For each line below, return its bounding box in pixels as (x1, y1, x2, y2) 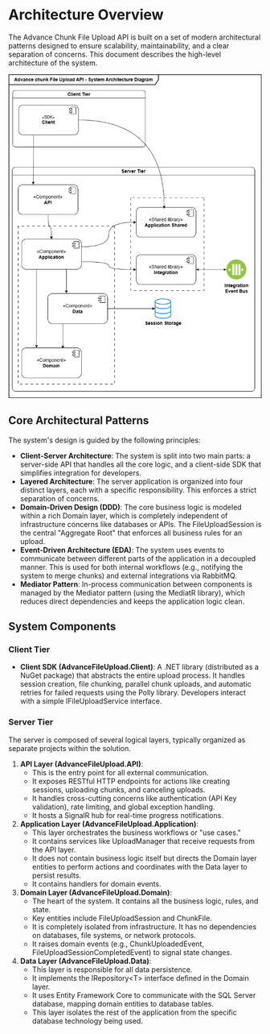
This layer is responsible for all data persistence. (31, 965, 193, 974)
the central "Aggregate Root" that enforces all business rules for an (19, 528, 243, 538)
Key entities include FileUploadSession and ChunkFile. (31, 913, 213, 923)
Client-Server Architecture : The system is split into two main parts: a (19, 451, 251, 460)
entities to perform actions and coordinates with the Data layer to (31, 862, 247, 871)
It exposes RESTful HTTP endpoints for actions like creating (31, 776, 231, 786)
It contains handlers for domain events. (31, 878, 162, 888)
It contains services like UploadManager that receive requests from (31, 836, 256, 845)
